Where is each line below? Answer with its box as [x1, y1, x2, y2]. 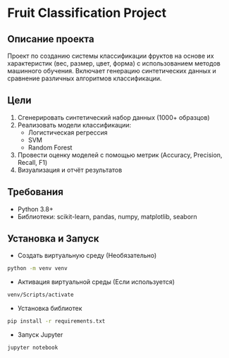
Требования [7, 186, 63, 198]
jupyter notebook [7, 344, 58, 352]
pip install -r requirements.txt [7, 318, 106, 325]
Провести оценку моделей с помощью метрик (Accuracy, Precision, [17, 150, 223, 159]
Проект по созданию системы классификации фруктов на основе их [7, 51, 214, 60]
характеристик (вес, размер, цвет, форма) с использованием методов [7, 59, 221, 68]
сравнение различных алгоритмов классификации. [7, 74, 162, 82]
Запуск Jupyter [17, 331, 63, 339]
